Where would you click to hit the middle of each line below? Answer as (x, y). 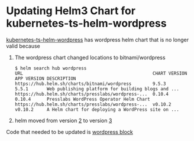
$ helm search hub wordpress (51, 68)
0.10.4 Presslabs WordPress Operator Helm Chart (82, 99)
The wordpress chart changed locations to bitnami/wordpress (90, 57)
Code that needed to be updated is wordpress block (69, 132)
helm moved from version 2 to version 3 (63, 120)
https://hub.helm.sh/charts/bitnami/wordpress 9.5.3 (90, 84)
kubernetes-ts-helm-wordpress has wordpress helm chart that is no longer (98, 40)
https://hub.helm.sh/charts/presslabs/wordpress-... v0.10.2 (93, 104)
